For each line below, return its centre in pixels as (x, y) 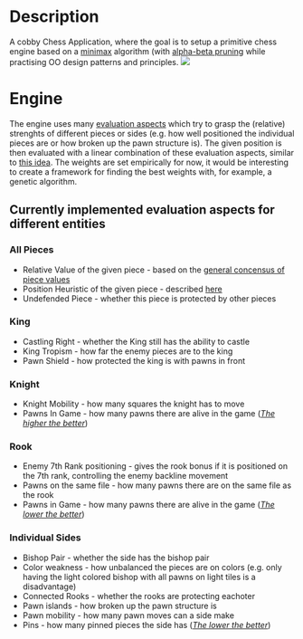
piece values (46, 279)
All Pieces (32, 250)
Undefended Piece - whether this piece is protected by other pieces (149, 298)
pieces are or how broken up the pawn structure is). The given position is (146, 143)
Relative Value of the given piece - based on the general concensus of (153, 270)
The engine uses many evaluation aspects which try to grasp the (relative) (147, 123)
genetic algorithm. (43, 181)
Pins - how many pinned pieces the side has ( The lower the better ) (147, 625)
